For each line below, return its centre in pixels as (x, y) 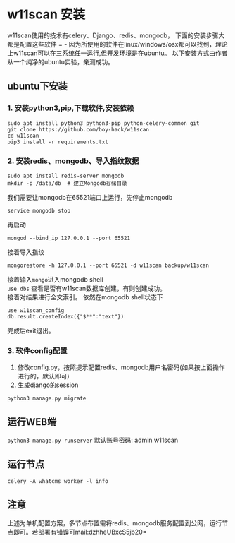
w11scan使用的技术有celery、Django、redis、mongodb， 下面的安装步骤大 (116, 35)
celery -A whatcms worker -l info (58, 481)
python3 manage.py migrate (47, 399)
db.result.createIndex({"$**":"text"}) (66, 316)
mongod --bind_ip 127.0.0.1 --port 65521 (69, 238)
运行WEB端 (32, 422)
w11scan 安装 (46, 14)
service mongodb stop (39, 210)
